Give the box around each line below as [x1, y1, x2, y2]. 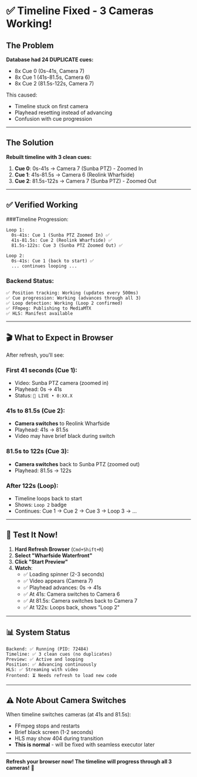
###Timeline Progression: [6, 215, 69, 223]
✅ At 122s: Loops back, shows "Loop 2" [23, 603, 120, 610]
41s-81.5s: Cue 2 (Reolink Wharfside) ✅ [11, 237, 113, 243]
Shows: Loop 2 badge [14, 501, 67, 508]
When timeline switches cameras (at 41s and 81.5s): [6, 711, 131, 718]
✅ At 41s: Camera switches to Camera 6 [23, 590, 120, 597]
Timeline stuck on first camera [14, 103, 89, 109]
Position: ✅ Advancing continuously [6, 661, 97, 668]
